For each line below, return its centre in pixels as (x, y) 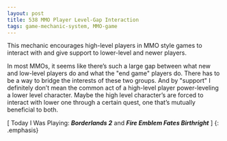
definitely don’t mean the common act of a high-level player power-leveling (113, 88)
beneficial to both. (32, 110)
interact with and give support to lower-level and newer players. (97, 53)
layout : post (26, 13)
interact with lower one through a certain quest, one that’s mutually (102, 103)
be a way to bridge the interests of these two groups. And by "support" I (109, 81)
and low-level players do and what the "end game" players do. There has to (113, 73)
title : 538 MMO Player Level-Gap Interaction (73, 20)
